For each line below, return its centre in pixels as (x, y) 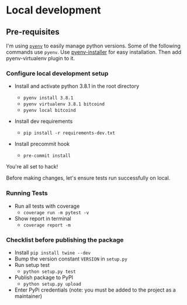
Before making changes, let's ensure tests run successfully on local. (88, 178)
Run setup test (32, 265)
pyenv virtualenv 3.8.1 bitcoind (64, 104)
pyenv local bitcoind (49, 111)
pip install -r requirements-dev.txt (69, 133)
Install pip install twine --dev (53, 252)
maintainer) (28, 296)
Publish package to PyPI (44, 277)
